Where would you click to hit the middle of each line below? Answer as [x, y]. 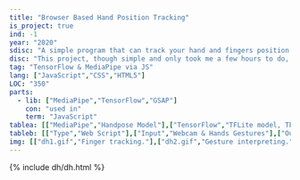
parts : [21, 92]
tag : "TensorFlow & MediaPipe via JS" [81, 68]
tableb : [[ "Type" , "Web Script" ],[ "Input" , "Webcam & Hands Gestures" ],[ [145, 134]
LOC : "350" [29, 84]
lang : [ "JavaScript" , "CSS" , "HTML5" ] [77, 76]
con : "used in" [54, 109]
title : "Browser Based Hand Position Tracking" [100, 17]
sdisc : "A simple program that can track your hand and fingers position [150, 51]
